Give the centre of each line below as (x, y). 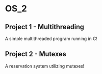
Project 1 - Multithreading (45, 27)
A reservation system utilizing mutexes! (45, 66)
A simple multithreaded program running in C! (51, 38)
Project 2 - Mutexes (36, 54)
